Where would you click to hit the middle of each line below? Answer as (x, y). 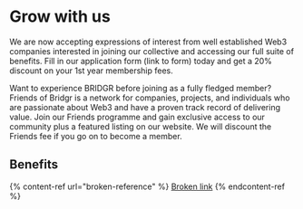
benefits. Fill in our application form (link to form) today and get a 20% (141, 61)
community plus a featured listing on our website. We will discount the (141, 126)
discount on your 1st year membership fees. (92, 71)
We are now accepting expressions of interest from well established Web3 (148, 42)
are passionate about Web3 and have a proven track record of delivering (145, 107)
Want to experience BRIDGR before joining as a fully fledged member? (141, 88)
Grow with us (60, 17)
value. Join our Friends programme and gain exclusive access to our (137, 117)
